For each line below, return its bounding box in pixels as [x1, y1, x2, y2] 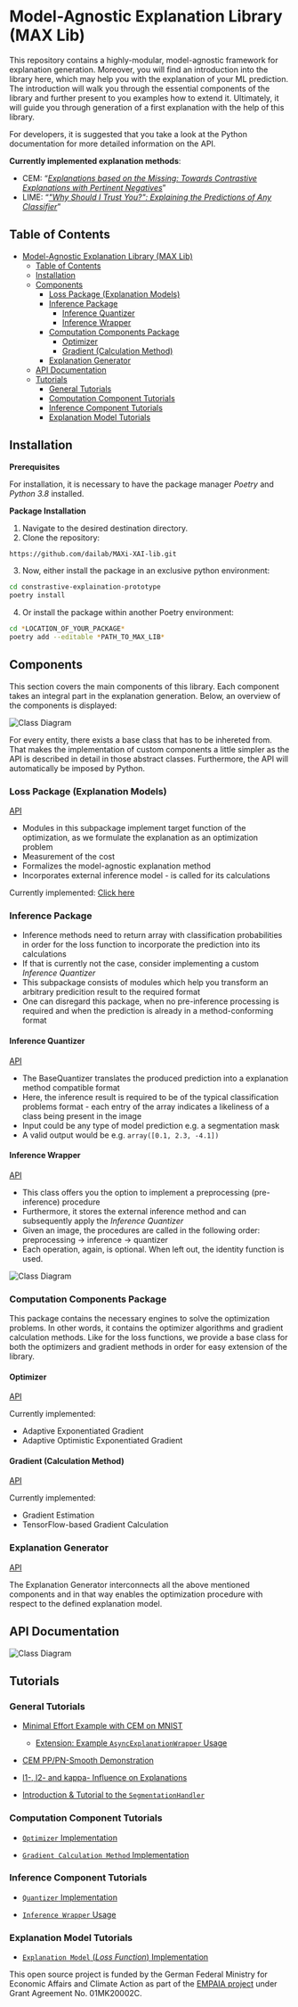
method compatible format [21, 1082, 120, 1093]
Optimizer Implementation [21, 1832, 118, 1843]
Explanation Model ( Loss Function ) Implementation [21, 1952, 209, 1962]
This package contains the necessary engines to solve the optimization [9, 1313, 270, 1324]
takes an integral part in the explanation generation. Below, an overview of [9, 690, 281, 701]
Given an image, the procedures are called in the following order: [21, 1224, 261, 1236]
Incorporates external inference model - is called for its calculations [21, 870, 270, 881]
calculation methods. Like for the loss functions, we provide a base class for [9, 1332, 288, 1343]
